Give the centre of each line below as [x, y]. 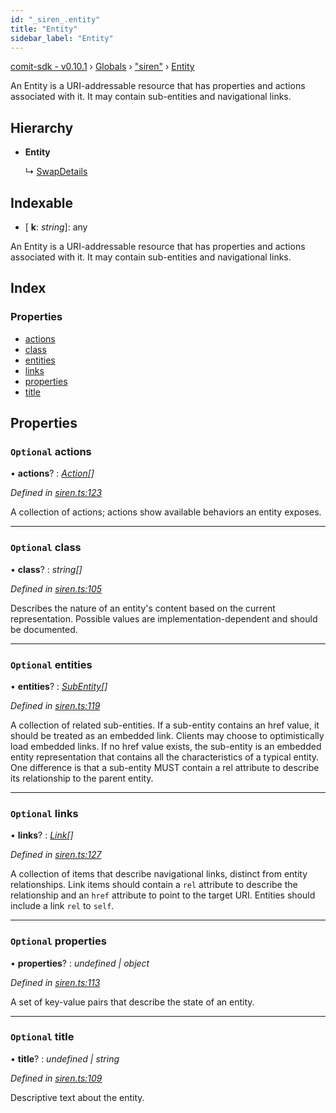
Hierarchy [42, 127]
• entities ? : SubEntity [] [59, 686]
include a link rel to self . [62, 906]
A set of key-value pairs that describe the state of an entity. [132, 1002]
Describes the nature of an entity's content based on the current [143, 608]
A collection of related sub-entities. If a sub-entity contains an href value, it [165, 725]
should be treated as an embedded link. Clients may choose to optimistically [167, 735]
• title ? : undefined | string [65, 1058]
